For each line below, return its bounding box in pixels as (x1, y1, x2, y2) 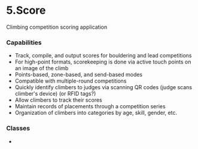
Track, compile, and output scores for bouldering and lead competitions (14, 52, 192, 59)
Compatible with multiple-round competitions (14, 77, 127, 84)
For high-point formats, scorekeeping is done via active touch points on (14, 58, 191, 66)
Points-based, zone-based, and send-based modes (14, 71, 143, 78)
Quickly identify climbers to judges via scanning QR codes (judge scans (14, 84, 193, 91)
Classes (6, 124, 31, 132)
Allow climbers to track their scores (14, 96, 103, 104)
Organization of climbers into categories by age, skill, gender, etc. (14, 109, 178, 117)
